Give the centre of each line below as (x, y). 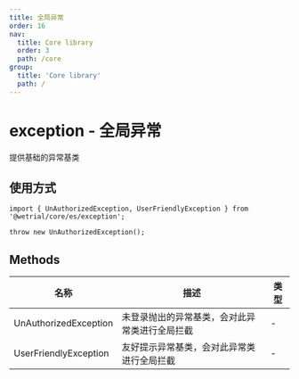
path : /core (40, 59)
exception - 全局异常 (85, 131)
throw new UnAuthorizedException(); (77, 233)
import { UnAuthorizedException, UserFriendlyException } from (129, 209)
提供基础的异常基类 (44, 157)
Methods (35, 260)
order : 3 (33, 51)
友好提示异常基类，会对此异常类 (189, 347)
